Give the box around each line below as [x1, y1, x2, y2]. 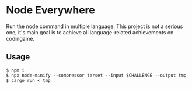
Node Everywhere [6, 3, 95, 17]
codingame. [6, 35, 35, 42]
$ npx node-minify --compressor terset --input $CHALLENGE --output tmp [6, 72, 187, 79]
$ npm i [6, 67, 25, 73]
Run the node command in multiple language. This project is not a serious [6, 23, 183, 30]
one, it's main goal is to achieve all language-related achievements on [6, 29, 174, 35]
